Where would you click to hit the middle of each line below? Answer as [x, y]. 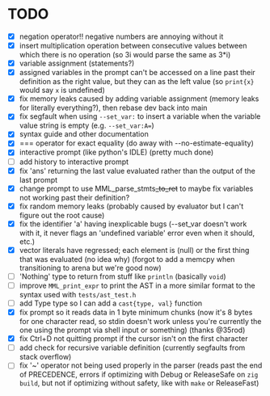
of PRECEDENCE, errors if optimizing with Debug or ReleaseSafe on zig [139, 375]
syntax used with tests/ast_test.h [78, 295]
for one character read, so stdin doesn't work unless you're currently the [140, 322]
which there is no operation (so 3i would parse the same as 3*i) [125, 55]
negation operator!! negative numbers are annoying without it [121, 36]
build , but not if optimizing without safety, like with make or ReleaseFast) [139, 383]
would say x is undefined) [62, 91]
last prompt [38, 179]
